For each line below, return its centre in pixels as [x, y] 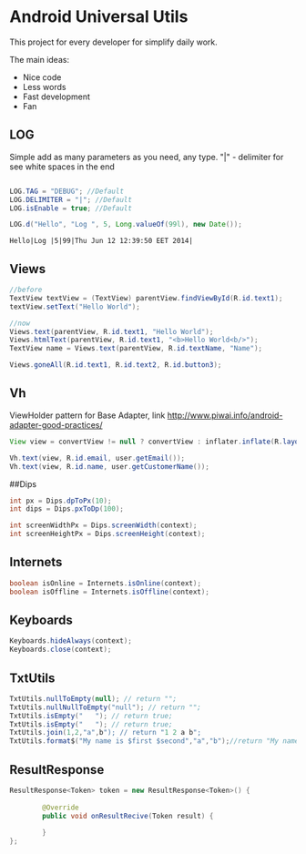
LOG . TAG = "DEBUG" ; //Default [67, 191]
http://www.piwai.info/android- [225, 415]
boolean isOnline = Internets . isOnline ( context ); [106, 583]
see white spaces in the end [62, 167]
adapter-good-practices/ [56, 424]
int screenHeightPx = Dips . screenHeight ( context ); [107, 534]
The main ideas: [40, 59]
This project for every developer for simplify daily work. [114, 42]
